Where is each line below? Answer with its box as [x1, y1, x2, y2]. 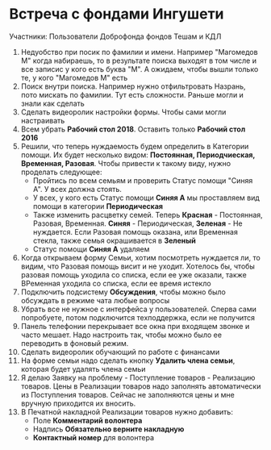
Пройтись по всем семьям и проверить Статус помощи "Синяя [32, 175, 253, 185]
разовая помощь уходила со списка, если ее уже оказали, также [20, 269, 247, 279]
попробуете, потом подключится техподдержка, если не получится [20, 312, 256, 323]
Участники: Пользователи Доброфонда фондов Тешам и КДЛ [9, 31, 222, 41]
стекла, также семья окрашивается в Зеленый [32, 235, 197, 245]
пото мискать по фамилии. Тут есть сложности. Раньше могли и [20, 90, 244, 99]
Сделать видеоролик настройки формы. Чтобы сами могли [20, 106, 227, 117]
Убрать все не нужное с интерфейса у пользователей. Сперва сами [20, 304, 257, 314]
